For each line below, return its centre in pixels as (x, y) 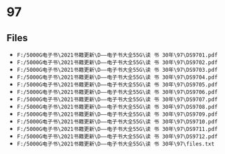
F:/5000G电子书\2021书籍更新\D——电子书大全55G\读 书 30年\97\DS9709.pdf (117, 114)
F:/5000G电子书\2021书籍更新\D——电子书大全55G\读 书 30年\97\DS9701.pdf (117, 55)
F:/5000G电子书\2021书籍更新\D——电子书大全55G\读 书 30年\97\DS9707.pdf (117, 100)
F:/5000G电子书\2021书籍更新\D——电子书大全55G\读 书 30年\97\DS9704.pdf (117, 77)
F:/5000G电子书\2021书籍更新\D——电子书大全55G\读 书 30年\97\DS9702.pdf (117, 63)
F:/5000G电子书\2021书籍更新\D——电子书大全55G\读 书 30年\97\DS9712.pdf (117, 137)
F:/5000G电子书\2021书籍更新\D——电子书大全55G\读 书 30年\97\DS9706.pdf (117, 92)
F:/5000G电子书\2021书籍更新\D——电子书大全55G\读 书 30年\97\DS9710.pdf (117, 122)
